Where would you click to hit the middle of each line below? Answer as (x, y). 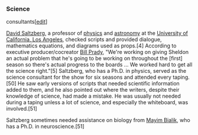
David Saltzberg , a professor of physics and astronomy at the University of (97, 33)
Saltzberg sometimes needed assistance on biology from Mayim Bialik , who (98, 120)
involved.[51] (22, 109)
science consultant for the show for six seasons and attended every (89, 77)
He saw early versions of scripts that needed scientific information (99, 83)
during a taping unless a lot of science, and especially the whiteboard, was (97, 102)
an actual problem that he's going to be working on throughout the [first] (95, 59)
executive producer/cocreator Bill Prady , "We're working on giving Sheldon (98, 52)
